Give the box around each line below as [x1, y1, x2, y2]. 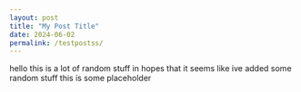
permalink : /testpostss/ [9, 38, 104, 48]
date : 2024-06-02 [9, 30, 75, 39]
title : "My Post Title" [9, 22, 100, 31]
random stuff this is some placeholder [9, 73, 152, 84]
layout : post [9, 13, 59, 23]
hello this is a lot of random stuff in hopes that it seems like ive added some [9, 63, 293, 74]
